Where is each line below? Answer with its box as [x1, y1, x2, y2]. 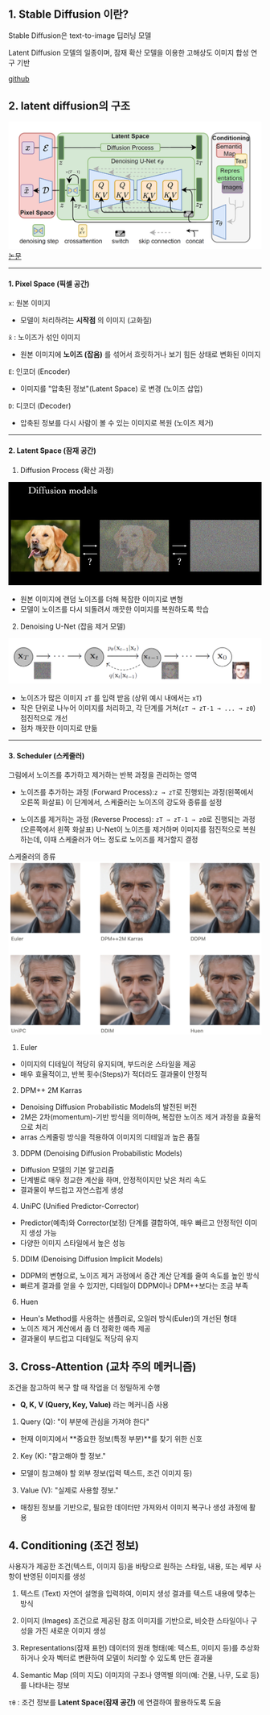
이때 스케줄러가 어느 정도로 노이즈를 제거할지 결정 [43, 835, 198, 845]
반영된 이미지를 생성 [22, 1571, 86, 1581]
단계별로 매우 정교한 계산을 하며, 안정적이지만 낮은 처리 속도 [19, 1175, 207, 1185]
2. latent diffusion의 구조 [8, 99, 131, 113]
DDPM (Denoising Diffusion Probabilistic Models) [19, 1148, 183, 1158]
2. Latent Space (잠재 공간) [8, 446, 96, 455]
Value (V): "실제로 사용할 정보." [19, 1485, 119, 1495]
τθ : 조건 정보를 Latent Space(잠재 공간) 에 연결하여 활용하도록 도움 [8, 1697, 222, 1707]
